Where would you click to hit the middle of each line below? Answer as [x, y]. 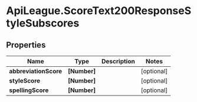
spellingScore [29, 90]
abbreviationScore [36, 71]
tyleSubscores [43, 23]
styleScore [25, 81]
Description [118, 61]
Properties [26, 45]
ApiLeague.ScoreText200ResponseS [99, 11]
